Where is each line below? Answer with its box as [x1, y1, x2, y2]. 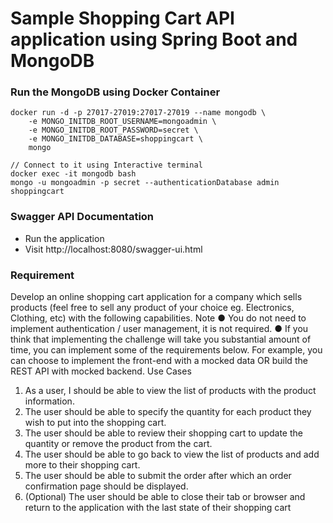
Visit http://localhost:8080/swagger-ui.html [24, 243, 203, 255]
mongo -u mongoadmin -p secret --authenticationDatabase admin [10, 178, 280, 188]
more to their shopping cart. [24, 459, 141, 471]
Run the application [24, 232, 105, 244]
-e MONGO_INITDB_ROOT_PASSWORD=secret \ [28, 125, 199, 136]
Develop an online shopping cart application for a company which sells [10, 291, 303, 303]
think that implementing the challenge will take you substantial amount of [10, 333, 312, 346]
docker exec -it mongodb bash [10, 169, 137, 179]
